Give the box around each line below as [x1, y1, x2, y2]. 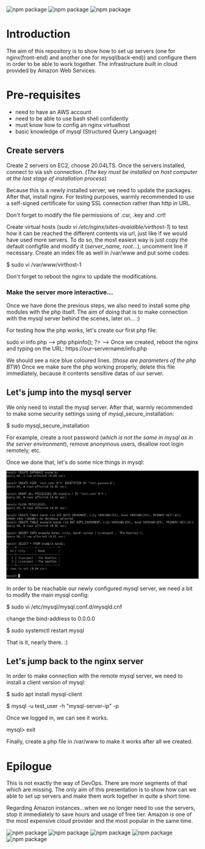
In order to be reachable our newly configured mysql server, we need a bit [6, 585, 193, 592]
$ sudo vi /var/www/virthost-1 [6, 261, 82, 268]
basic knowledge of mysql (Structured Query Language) [15, 128, 157, 135]
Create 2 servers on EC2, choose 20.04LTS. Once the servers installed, [6, 162, 186, 169]
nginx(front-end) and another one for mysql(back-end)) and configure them [6, 54, 197, 61]
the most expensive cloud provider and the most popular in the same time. [6, 817, 193, 825]
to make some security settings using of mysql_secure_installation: [6, 410, 174, 417]
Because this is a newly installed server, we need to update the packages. [6, 186, 192, 193]
